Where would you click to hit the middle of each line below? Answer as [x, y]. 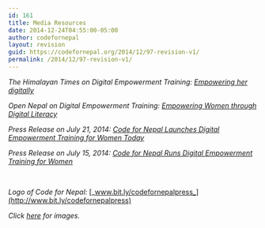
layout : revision [37, 45]
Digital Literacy [33, 114]
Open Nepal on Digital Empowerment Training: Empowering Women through [132, 105]
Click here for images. [44, 215]
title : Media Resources [47, 23]
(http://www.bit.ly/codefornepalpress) [70, 200]
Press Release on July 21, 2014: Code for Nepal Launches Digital [114, 129]
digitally [21, 90]
